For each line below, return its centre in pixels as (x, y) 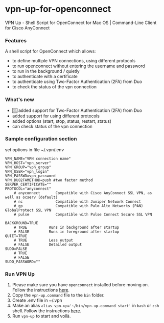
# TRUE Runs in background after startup (67, 227)
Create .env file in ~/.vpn (37, 300)
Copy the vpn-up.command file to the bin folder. (58, 295)
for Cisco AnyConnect (27, 27)
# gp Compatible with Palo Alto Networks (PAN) (79, 206)
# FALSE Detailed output (48, 244)
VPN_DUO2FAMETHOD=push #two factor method (49, 180)
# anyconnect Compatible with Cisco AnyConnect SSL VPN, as (83, 193)
